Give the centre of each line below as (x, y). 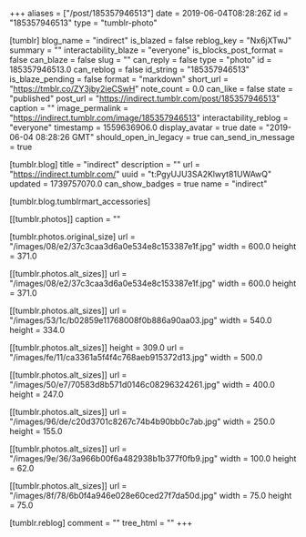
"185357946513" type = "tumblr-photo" (83, 23)
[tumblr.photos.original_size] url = (72, 237)
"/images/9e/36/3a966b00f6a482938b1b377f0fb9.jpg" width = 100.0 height (153, 458)
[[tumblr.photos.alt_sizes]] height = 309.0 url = (97, 348)
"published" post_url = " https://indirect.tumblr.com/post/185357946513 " (145, 98)
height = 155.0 (36, 431)
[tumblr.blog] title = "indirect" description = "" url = (105, 164)
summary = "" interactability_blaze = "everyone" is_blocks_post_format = (147, 50)
